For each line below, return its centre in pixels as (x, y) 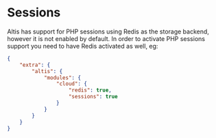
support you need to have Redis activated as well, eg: (83, 46)
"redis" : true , (90, 90)
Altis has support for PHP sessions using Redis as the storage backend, (108, 31)
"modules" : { (62, 78)
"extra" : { (35, 65)
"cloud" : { (72, 84)
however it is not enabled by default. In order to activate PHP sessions (106, 38)
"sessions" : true (93, 97)
